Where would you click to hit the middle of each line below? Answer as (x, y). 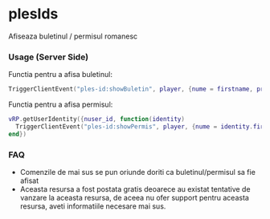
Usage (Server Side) (49, 57)
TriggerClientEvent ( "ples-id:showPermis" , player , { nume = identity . (134, 126)
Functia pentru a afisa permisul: (61, 104)
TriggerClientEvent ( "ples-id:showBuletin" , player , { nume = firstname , (131, 89)
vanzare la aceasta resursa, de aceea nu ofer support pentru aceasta (134, 198)
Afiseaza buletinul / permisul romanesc (73, 36)
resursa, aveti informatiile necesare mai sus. (93, 206)
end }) (17, 134)
